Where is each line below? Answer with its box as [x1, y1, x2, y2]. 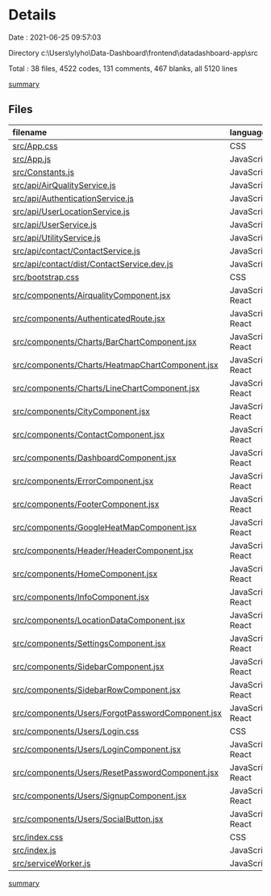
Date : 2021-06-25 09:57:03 [8, 32, 102, 42]
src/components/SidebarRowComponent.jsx [12, 684, 181, 695]
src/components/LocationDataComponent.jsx [12, 614, 186, 626]
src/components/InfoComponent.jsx [12, 591, 150, 602]
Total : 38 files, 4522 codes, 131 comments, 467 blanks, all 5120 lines [8, 63, 238, 73]
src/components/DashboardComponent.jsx [12, 452, 177, 463]
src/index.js [12, 844, 56, 856]
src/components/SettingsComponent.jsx [12, 638, 166, 649]
